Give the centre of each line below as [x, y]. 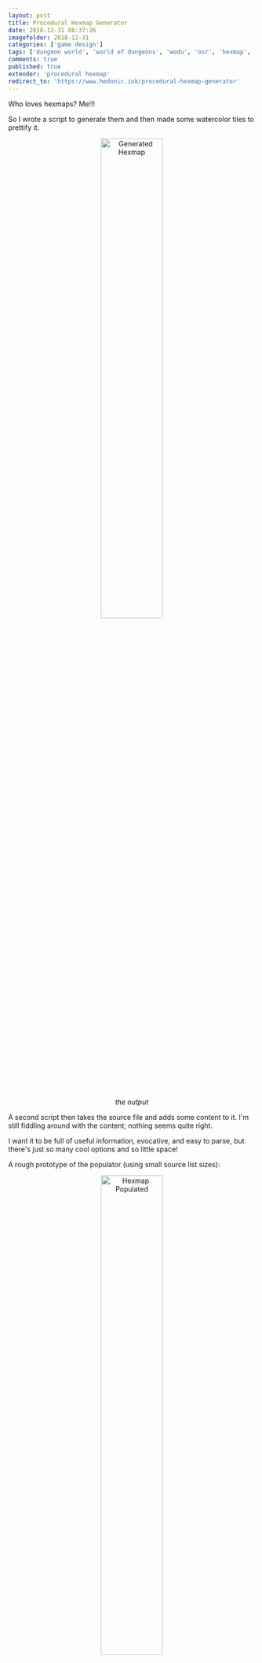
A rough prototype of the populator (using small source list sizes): [115, 1164]
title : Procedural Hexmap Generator [68, 23]
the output [132, 1102]
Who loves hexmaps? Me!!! [52, 104]
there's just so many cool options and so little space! [93, 1149]
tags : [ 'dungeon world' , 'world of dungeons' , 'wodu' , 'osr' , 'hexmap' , [129, 52]
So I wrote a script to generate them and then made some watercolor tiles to [131, 119]
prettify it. [24, 127]
